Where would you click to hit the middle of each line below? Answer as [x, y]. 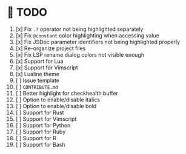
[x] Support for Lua [39, 61]
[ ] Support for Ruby [41, 132]
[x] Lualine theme [38, 74]
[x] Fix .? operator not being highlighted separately [79, 29]
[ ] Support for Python [43, 125]
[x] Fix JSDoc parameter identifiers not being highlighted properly [98, 42]
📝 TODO [27, 12]
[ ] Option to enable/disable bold [56, 106]
